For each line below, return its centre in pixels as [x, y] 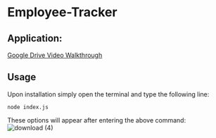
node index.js [28, 107]
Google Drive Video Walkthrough [55, 55]
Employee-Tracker [62, 12]
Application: [35, 38]
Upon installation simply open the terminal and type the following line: [108, 94]
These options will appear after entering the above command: [97, 120]
